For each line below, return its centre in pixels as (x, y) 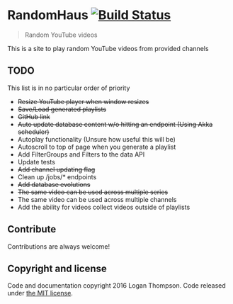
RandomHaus (48, 15)
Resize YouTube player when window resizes (83, 101)
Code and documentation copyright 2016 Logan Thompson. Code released (117, 286)
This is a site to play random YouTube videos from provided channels (108, 48)
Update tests (36, 162)
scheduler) (33, 132)
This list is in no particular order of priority (69, 88)
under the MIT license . (40, 293)
